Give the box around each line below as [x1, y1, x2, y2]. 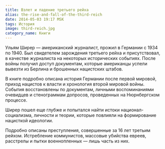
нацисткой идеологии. [5, 118, 53, 123]
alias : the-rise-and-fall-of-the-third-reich [5, 12, 102, 17]
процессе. [5, 97, 28, 103]
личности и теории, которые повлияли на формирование [33, 112, 157, 118]
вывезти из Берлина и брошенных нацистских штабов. [5, 66, 123, 72]
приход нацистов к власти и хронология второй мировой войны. [5, 81, 145, 87]
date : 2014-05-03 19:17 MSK [5, 17, 64, 22]
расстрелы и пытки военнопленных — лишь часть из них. [5, 138, 130, 144]
